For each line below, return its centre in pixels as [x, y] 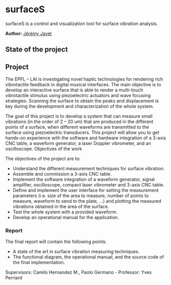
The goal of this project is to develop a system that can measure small [79, 116]
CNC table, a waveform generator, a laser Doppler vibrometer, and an [78, 144]
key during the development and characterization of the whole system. [80, 106]
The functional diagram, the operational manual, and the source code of [88, 257]
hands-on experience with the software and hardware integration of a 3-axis [86, 138]
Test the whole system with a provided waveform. [65, 212]
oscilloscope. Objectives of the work [44, 149]
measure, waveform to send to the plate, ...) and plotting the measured [87, 201]
